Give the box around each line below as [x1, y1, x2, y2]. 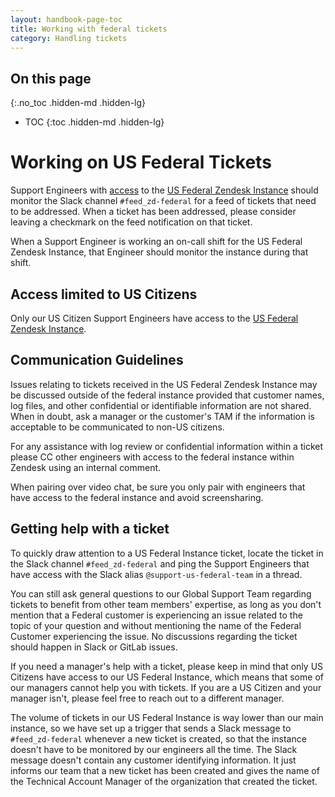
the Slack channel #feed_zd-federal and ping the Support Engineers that [10, 557, 310, 570]
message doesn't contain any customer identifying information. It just [10, 754, 297, 766]
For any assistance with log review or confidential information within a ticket [10, 440, 323, 452]
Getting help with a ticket [10, 521, 170, 538]
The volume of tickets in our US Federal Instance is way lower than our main [10, 711, 324, 723]
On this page [10, 70, 92, 87]
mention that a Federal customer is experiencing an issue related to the [10, 609, 303, 621]
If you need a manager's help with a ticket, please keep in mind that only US [10, 660, 324, 672]
